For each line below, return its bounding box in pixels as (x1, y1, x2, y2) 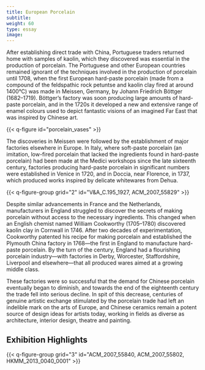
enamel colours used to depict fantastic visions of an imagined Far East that (6, 107, 198, 115)
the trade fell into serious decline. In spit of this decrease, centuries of (6, 291, 184, 298)
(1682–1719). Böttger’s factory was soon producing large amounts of (6, 94, 178, 102)
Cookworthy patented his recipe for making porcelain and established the (6, 233, 192, 241)
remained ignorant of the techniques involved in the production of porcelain (6, 68, 197, 75)
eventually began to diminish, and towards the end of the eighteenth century (6, 284, 199, 291)
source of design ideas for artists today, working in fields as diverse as (6, 310, 185, 318)
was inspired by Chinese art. (6, 114, 78, 121)
